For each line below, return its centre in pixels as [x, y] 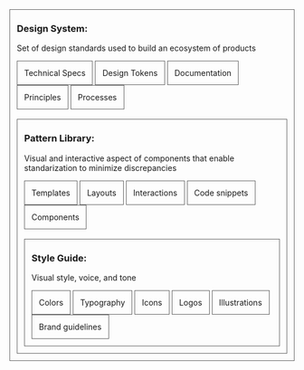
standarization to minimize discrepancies [100, 167]
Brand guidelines [71, 327]
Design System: [52, 28]
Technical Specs [55, 73]
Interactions [155, 193]
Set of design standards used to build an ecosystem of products [136, 48]
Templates [51, 193]
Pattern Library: [59, 138]
